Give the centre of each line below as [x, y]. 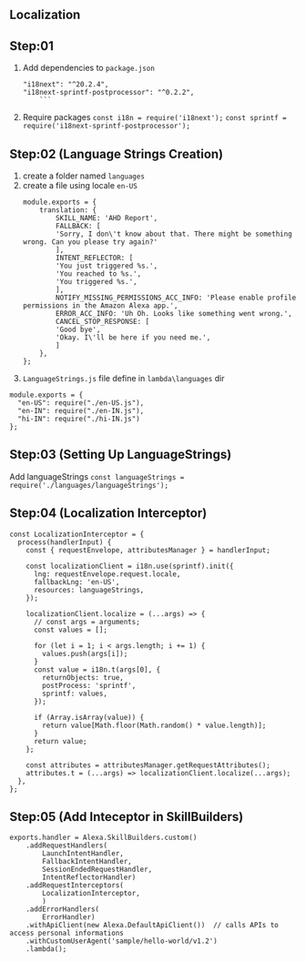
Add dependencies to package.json [88, 68]
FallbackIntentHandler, [87, 862]
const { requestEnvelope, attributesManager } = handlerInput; [148, 550]
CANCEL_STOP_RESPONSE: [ [103, 322]
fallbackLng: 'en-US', [76, 582]
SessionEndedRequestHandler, [97, 870]
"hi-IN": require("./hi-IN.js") [79, 419]
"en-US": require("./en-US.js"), [81, 403]
